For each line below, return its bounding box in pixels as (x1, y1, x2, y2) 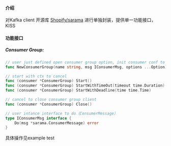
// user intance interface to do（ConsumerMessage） (5, 111, 118, 116)
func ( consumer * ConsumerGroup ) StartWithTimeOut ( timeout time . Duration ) (5, 83, 165, 89)
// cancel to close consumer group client (5, 97, 97, 102)
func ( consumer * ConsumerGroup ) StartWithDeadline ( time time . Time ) (5, 88, 152, 93)
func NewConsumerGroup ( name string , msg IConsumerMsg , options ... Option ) (5, 64, 167, 70)
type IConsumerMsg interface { (5, 115, 72, 121)
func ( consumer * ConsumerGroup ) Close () (5, 102, 93, 107)
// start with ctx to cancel (5, 74, 67, 79)
